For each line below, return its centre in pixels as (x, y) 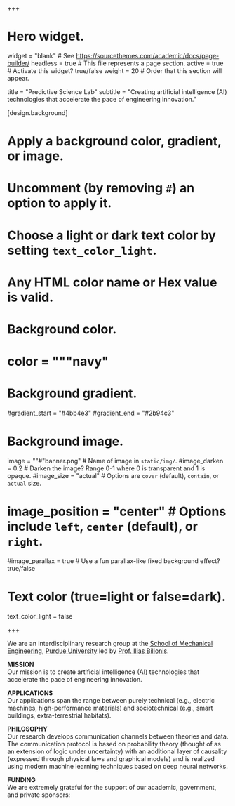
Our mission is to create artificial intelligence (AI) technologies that (103, 672)
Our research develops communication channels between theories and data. (118, 736)
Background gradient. (72, 394)
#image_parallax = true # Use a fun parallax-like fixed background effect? (114, 561)
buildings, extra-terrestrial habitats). (59, 715)
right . (25, 542)
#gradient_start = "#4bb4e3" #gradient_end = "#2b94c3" (91, 413)
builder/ (19, 63)
